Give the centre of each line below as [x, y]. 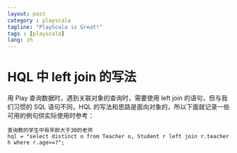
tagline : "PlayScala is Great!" [55, 27]
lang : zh [20, 40]
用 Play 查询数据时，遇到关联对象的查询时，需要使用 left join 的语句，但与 [114, 98]
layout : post [27, 14]
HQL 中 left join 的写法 [72, 77]
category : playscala [39, 20]
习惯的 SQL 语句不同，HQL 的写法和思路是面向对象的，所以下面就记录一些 [121, 107]
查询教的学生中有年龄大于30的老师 [50, 130]
